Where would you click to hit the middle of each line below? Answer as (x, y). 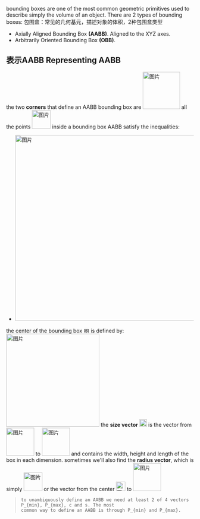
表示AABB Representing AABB (63, 60)
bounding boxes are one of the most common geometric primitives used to (98, 9)
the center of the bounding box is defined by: (65, 331)
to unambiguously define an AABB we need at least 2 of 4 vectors (105, 500)
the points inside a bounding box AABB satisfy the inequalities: (93, 127)
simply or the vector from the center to (69, 489)
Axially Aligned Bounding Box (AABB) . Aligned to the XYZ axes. (93, 34)
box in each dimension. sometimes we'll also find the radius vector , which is (100, 460)
